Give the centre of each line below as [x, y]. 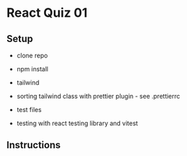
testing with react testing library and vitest [77, 123]
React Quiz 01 [47, 13]
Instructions [33, 145]
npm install [32, 69]
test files [29, 109]
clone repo [32, 55]
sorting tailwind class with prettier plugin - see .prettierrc [98, 96]
